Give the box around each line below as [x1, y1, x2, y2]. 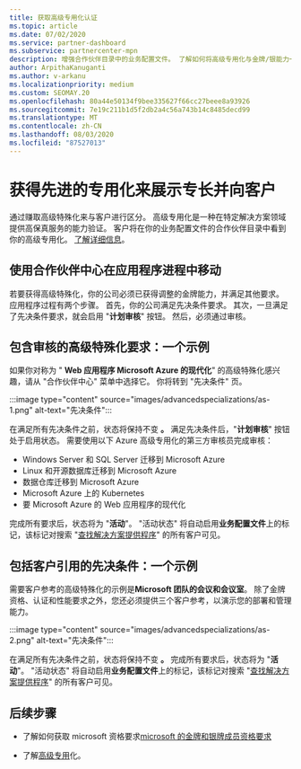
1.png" [9, 405, 33, 416]
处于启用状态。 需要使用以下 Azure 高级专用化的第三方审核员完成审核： [9, 435, 273, 446]
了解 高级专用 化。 [21, 749, 86, 760]
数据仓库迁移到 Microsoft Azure [21, 477, 140, 488]
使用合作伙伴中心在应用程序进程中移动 [9, 262, 221, 278]
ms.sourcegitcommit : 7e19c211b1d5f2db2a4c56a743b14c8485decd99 [9, 105, 251, 114]
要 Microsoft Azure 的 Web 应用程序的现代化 [21, 499, 186, 510]
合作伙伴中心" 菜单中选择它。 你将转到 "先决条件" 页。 [46, 376, 247, 387]
